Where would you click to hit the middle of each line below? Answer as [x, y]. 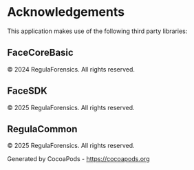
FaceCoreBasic [40, 53]
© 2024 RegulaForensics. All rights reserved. [71, 69]
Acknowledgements [66, 12]
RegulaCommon [42, 129]
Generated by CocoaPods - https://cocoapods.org [78, 159]
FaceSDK [28, 91]
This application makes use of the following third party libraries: [97, 31]
